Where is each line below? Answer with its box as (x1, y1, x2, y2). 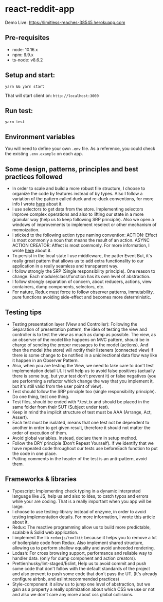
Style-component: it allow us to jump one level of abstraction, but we (12, 581, 150, 587)
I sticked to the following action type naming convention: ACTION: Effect (12, 232, 157, 238)
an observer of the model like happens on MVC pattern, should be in (12, 337, 149, 342)
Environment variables (5, 132, 75, 141)
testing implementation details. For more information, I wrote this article (12, 514, 156, 520)
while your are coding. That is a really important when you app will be (12, 498, 152, 504)
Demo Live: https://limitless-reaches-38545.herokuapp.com (5, 19, 126, 25)
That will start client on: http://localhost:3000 (5, 93, 99, 98)
